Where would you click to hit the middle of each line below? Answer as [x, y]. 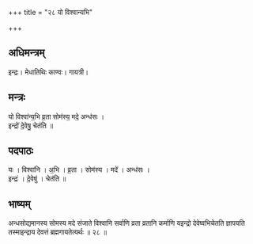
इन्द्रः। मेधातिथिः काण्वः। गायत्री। [49, 72]
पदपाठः [21, 151]
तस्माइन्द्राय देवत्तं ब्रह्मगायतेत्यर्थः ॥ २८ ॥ [58, 232]
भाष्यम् [19, 204]
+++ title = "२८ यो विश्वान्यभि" [51, 12]
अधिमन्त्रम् [26, 53]
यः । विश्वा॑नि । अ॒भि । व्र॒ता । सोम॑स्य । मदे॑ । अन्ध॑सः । [79, 170]
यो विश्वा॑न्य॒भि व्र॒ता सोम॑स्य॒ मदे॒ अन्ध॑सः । [57, 116]
